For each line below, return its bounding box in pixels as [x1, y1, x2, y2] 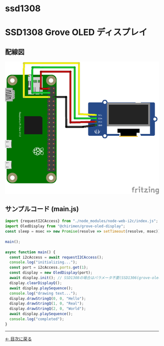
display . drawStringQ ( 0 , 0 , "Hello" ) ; [9, 296, 86, 301]
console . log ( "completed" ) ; [9, 317, 64, 322]
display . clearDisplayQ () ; [9, 281, 62, 285]
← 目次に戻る [5, 336, 32, 342]
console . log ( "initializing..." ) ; [9, 260, 78, 265]
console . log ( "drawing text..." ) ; [9, 291, 78, 296]
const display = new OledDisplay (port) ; [9, 270, 93, 275]
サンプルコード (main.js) [5, 205, 79, 213]
